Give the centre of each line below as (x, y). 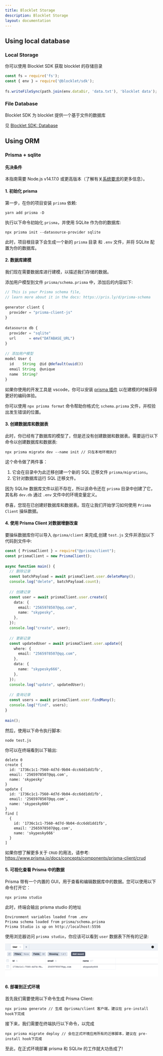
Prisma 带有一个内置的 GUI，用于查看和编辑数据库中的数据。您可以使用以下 (81, 881)
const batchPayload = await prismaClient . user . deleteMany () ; (73, 577)
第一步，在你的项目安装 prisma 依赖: (41, 203)
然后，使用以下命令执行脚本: (33, 730)
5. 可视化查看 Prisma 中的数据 (35, 870)
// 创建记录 (20, 592)
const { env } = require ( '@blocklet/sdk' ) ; (50, 81)
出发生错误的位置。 (24, 412)
